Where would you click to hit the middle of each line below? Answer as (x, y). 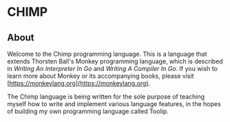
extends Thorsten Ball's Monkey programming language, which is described (115, 61)
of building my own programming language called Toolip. (88, 111)
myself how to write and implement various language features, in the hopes (114, 104)
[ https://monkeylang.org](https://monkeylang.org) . (79, 83)
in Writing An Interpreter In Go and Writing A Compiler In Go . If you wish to (113, 69)
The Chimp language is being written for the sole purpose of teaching (106, 96)
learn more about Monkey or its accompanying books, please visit (101, 76)
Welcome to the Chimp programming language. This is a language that (107, 54)
